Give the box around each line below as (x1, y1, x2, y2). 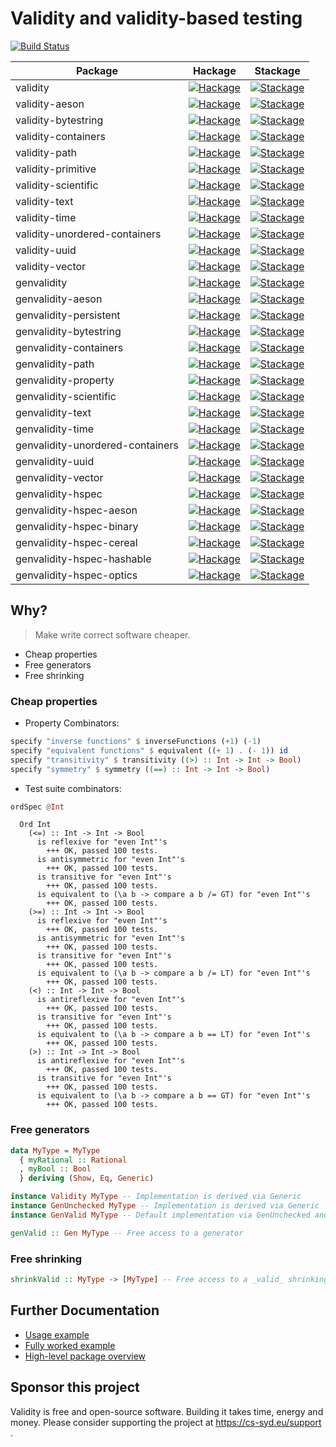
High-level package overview (24, 1350, 147, 1362)
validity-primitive (15, 162, 97, 176)
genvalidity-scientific (15, 389, 117, 403)
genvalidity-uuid (15, 454, 95, 468)
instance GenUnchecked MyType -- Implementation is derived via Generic (10, 1201, 320, 1211)
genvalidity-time (15, 422, 95, 436)
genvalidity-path (15, 357, 95, 371)
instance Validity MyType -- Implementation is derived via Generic (10, 1192, 302, 1202)
